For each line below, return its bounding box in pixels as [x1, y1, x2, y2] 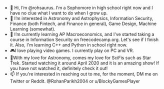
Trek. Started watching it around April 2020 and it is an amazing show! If [9, 60, 159, 66]
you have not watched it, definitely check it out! [9, 65, 108, 71]
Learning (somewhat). [9, 26, 56, 32]
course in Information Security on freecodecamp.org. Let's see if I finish [9, 36, 159, 42]
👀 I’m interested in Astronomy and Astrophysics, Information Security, [9, 15, 153, 21]
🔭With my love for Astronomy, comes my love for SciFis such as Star [9, 55, 151, 60]
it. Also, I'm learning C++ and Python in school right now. [9, 42, 127, 47]
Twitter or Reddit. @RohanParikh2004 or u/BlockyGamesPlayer [9, 78, 140, 84]
